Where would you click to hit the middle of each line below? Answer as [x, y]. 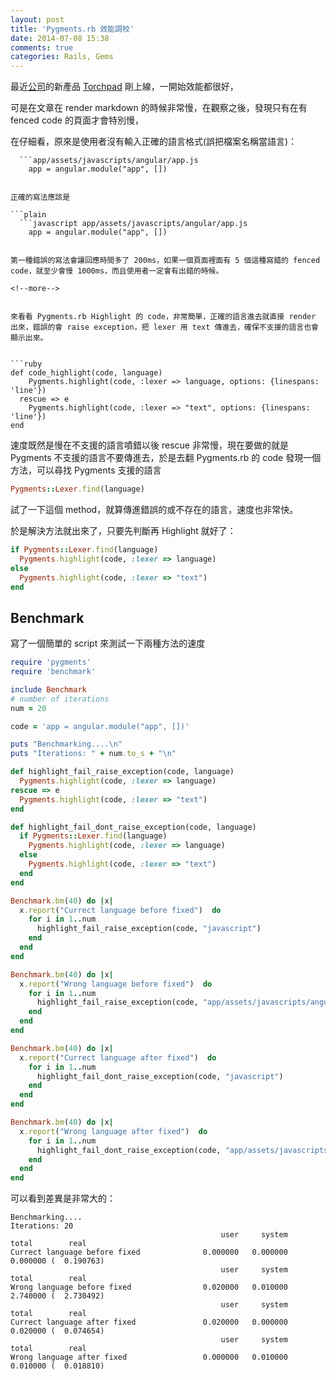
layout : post [37, 19]
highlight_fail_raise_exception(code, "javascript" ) [149, 929]
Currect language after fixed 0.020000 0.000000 [149, 1322]
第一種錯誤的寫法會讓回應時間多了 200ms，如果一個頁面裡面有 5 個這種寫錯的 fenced [165, 261]
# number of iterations [60, 699]
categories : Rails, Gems [62, 57]
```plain [28, 215]
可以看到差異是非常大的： [63, 1198]
